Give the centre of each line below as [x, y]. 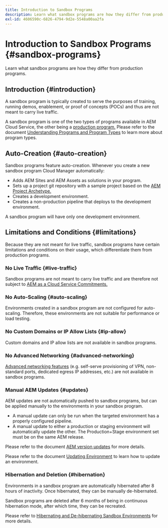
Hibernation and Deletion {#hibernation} [55, 474]
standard [14, 371]
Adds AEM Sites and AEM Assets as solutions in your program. [77, 180]
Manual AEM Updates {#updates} [47, 389]
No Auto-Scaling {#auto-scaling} [46, 297]
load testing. [18, 318]
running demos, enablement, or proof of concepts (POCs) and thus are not [82, 107]
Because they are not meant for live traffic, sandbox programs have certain [82, 244]
